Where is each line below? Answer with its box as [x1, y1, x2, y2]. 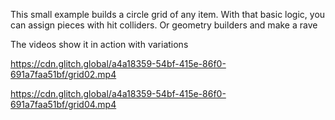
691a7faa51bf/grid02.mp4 [10, 69, 117, 80]
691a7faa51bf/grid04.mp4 [10, 99, 117, 110]
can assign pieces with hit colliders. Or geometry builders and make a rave [10, 19, 318, 31]
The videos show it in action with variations [10, 39, 189, 50]
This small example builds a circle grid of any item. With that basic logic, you [10, 9, 326, 20]
